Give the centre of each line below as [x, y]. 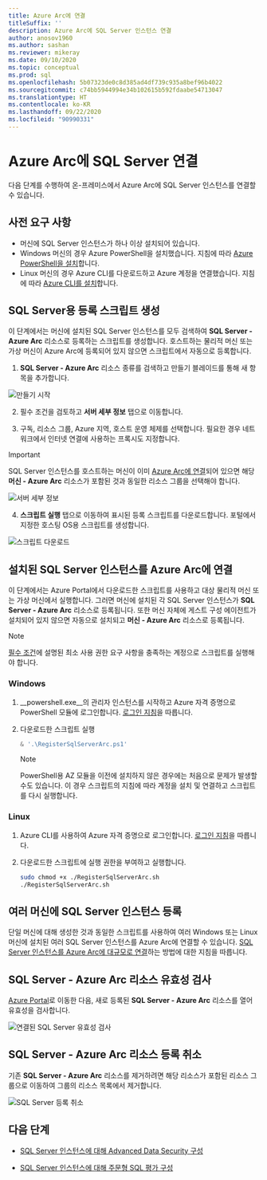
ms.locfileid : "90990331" [51, 120]
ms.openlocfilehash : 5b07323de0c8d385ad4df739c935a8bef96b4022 [116, 82]
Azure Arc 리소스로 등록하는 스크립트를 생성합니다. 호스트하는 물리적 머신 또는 [131, 341]
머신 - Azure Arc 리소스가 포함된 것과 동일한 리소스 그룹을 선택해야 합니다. [124, 481]
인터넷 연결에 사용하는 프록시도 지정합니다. [114, 439]
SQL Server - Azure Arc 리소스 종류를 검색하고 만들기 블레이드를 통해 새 [134, 368]
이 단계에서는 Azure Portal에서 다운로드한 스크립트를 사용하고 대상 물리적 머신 [130, 590]
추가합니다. [52, 378]
